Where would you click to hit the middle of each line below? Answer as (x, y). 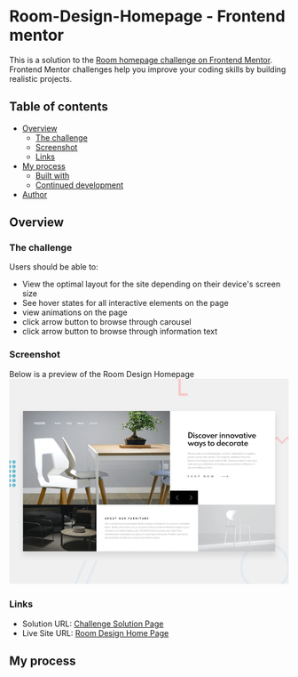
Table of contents (59, 107)
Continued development (79, 185)
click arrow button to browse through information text (120, 332)
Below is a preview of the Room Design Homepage (102, 374)
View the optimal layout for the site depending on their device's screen (151, 284)
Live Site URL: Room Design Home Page (95, 633)
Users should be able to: (54, 267)
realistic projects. (41, 78)
